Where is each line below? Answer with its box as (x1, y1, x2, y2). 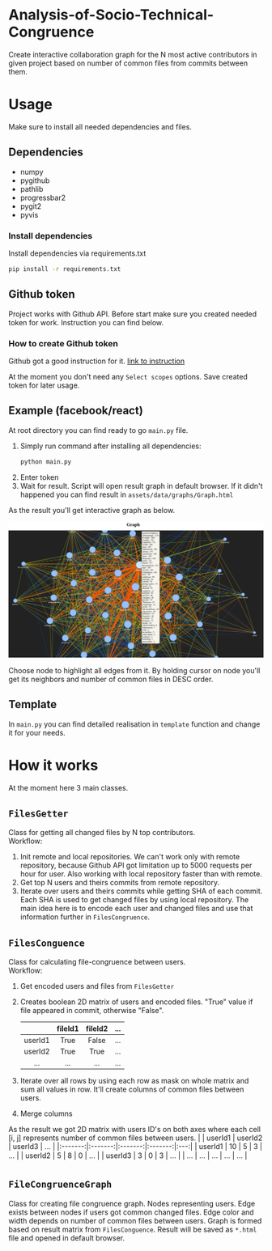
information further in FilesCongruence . (19, 912, 151, 922)
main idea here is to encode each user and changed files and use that (19, 904, 253, 914)
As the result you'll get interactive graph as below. (8, 505, 176, 515)
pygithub (19, 176, 50, 185)
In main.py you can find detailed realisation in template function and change (8, 719, 261, 729)
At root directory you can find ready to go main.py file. (8, 425, 189, 435)
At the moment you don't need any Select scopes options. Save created (8, 371, 249, 381)
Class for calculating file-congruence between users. (8, 957, 186, 967)
